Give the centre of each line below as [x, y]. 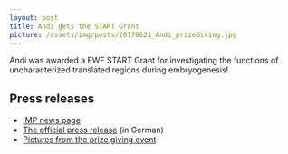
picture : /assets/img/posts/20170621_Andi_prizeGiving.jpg [123, 34]
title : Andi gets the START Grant [75, 26]
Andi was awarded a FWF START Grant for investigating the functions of [144, 61]
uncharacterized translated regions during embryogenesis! [119, 70]
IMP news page [52, 120]
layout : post [34, 18]
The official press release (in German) [93, 130]
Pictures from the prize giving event [89, 140]
